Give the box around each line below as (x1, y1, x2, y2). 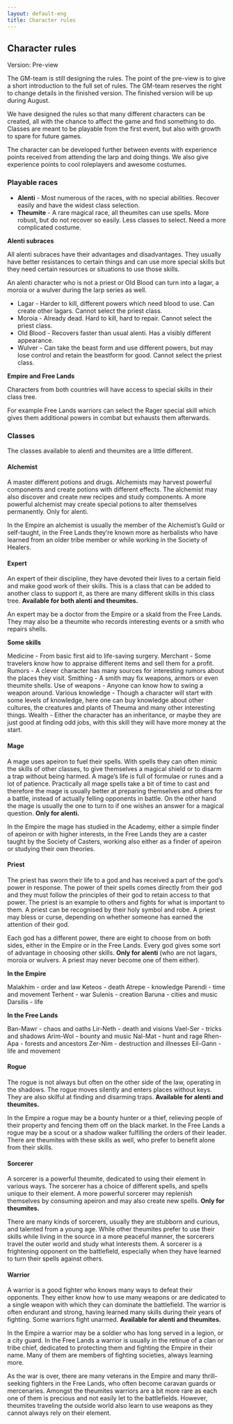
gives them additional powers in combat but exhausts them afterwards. (7, 413, 211, 421)
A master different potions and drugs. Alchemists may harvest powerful (7, 478, 212, 487)
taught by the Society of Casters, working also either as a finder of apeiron (7, 837, 221, 845)
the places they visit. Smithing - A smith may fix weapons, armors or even (7, 674, 218, 682)
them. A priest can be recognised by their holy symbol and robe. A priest (7, 905, 216, 914)
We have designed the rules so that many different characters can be (7, 110, 206, 118)
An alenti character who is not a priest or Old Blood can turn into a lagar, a (7, 278, 219, 286)
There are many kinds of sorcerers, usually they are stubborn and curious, (7, 1217, 220, 1226)
